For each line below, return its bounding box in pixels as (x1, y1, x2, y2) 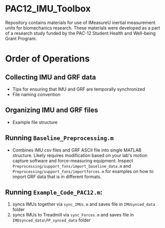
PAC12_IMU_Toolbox (5, 3, 91, 14)
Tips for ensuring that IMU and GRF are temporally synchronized (12, 86, 146, 92)
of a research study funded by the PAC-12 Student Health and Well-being (5, 30, 156, 36)
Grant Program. (5, 35, 37, 41)
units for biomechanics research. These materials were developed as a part (5, 24, 161, 30)
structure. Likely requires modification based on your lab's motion (12, 152, 148, 158)
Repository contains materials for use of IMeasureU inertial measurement (5, 19, 156, 25)
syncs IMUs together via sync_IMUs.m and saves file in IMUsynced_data (12, 201, 156, 207)
